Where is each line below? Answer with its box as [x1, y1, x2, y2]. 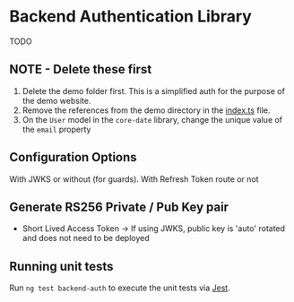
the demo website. [22, 95, 91, 106]
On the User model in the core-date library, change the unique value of [22, 114, 283, 125]
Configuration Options [9, 150, 137, 165]
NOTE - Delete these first [9, 62, 152, 77]
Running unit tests [9, 258, 114, 274]
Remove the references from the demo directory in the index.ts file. [22, 105, 271, 116]
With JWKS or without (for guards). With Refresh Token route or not [9, 173, 259, 185]
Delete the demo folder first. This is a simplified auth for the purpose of [22, 85, 285, 96]
